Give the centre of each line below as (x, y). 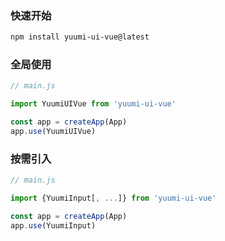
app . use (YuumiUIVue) (53, 132)
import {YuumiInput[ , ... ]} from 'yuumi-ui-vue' (113, 198)
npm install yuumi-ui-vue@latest (80, 37)
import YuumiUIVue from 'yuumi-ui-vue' (93, 104)
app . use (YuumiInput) (53, 225)
